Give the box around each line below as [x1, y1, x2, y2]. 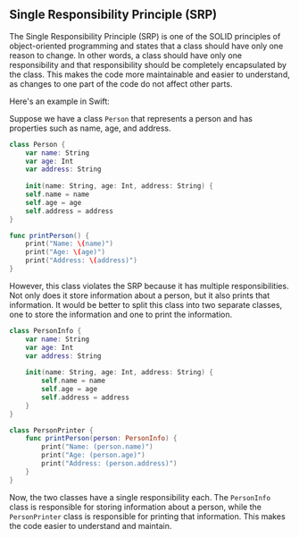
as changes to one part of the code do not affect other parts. [9, 78, 233, 89]
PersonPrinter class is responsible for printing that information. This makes [9, 510, 286, 522]
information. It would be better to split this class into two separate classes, [9, 299, 283, 310]
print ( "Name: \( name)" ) [25, 239, 114, 249]
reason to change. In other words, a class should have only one [9, 49, 243, 61]
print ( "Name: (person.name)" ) [41, 442, 154, 451]
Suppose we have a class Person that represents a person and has [9, 113, 253, 124]
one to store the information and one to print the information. [9, 309, 233, 320]
